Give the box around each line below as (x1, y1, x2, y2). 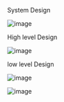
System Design (7, 6, 51, 14)
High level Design (7, 33, 58, 41)
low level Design (7, 60, 54, 68)
